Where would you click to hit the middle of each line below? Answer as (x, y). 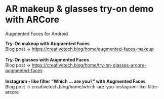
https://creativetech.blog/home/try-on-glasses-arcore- (89, 65)
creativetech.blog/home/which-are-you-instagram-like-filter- (95, 86)
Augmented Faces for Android (37, 34)
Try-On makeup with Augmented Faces (48, 43)
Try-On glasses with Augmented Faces (47, 59)
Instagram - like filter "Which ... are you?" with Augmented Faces (75, 81)
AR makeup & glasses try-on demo (79, 9)
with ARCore (32, 20)
